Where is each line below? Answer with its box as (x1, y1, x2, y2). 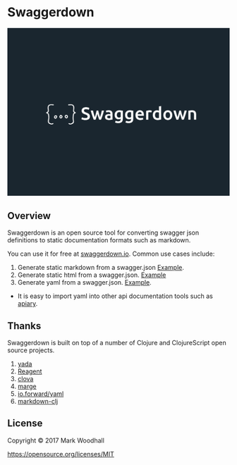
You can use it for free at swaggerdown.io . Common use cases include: (7, 249, 215, 258)
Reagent (17, 367, 42, 376)
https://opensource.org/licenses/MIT (7, 449, 114, 458)
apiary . (17, 299, 38, 308)
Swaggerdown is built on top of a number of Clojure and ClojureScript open (7, 339, 227, 347)
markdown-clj (17, 397, 59, 405)
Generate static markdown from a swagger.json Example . (17, 263, 185, 272)
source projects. (7, 346, 55, 354)
